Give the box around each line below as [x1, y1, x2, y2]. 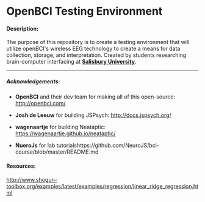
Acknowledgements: [6, 78, 60, 85]
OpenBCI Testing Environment [6, 4, 163, 18]
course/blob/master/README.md [15, 148, 99, 155]
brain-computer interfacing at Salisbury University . [6, 58, 137, 65]
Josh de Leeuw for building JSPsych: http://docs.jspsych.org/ [15, 111, 172, 119]
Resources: [6, 162, 36, 170]
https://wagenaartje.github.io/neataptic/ [15, 130, 116, 137]
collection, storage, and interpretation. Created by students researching [6, 51, 187, 59]
